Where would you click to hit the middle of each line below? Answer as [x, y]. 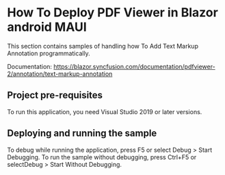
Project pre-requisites [55, 95]
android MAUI [47, 27]
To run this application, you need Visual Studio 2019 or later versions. [105, 111]
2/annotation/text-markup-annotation [60, 74]
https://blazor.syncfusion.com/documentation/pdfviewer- [134, 66]
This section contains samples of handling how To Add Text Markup [103, 46]
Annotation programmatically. [49, 53]
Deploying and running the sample [82, 134]
